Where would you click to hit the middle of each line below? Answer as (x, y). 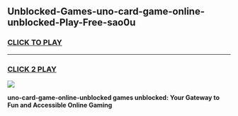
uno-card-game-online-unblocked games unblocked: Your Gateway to (114, 97)
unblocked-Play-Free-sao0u (72, 23)
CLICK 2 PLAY (32, 69)
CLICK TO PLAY (35, 43)
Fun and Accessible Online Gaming (60, 105)
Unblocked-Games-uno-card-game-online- (106, 12)
